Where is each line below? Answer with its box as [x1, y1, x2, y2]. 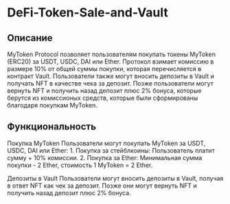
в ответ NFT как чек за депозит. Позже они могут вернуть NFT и [7, 181, 197, 190]
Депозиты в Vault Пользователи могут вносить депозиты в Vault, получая [7, 174, 224, 182]
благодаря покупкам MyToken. [7, 101, 97, 109]
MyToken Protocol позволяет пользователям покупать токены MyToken [7, 50, 216, 58]
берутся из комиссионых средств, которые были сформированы [7, 94, 198, 102]
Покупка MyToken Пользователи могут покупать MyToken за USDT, [7, 139, 206, 147]
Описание [7, 32, 53, 44]
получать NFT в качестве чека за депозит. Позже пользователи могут [7, 79, 214, 87]
